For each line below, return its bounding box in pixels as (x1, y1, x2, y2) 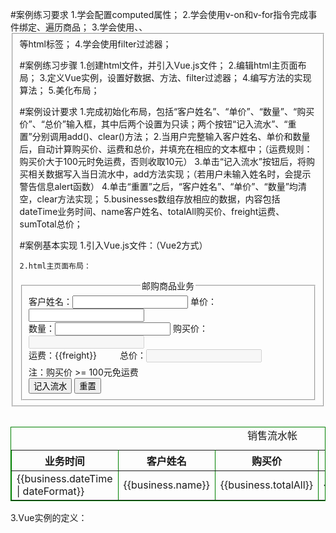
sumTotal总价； (19, 218, 83, 230)
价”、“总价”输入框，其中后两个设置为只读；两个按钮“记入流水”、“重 (19, 118, 297, 130)
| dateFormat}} (16, 484, 85, 498)
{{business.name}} (123, 478, 210, 492)
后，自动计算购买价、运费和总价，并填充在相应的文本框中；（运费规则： (19, 143, 313, 155)
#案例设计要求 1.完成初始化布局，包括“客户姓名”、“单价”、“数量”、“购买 (19, 105, 315, 117)
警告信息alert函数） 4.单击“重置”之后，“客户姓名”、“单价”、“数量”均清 (19, 180, 307, 192)
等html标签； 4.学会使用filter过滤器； (19, 38, 172, 50)
